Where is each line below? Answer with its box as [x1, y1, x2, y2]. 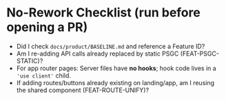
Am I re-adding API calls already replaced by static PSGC [16, 49, 179, 58]
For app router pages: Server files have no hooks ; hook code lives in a [16, 64, 216, 72]
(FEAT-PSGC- [180, 49, 220, 58]
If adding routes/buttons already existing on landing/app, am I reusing [16, 78, 215, 87]
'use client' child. [16, 71, 72, 80]
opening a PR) [6, 19, 88, 35]
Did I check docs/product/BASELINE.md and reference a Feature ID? [16, 42, 205, 50]
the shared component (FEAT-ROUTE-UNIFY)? [16, 86, 150, 94]
